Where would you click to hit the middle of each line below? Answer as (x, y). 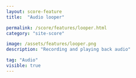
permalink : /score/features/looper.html (57, 28)
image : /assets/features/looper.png (51, 44)
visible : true (24, 66)
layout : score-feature (34, 12)
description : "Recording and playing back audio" (69, 50)
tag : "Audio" (22, 60)
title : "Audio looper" (35, 17)
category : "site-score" (35, 33)
